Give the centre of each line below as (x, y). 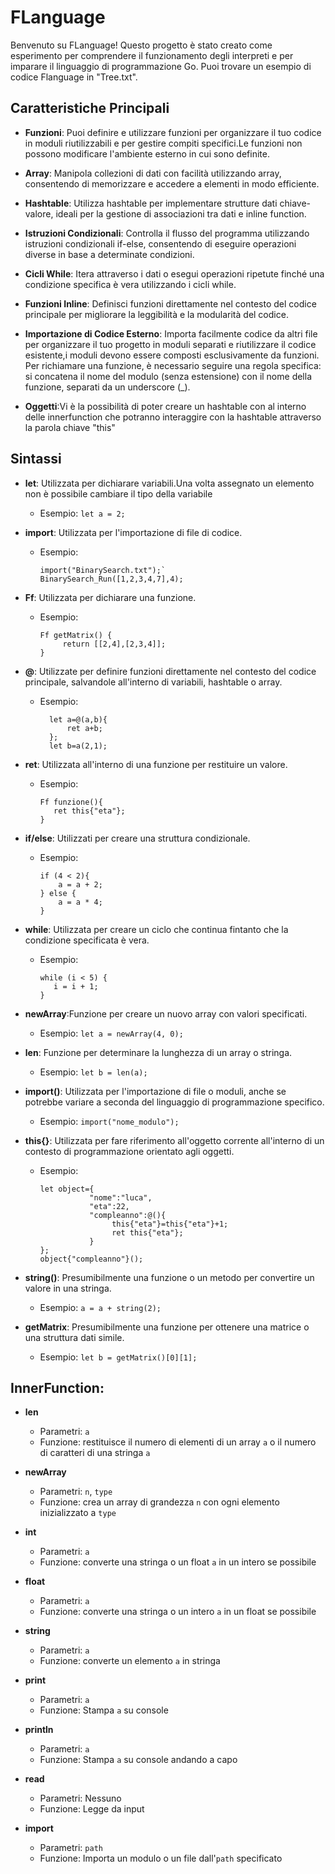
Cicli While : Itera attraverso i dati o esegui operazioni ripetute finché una (174, 273)
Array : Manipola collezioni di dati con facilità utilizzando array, (153, 173)
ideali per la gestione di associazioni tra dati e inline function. (181, 213)
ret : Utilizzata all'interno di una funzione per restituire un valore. (156, 764)
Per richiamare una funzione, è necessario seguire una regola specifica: (173, 365)
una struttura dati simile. (74, 1337)
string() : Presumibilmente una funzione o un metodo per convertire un (169, 1277)
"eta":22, (109, 1206)
